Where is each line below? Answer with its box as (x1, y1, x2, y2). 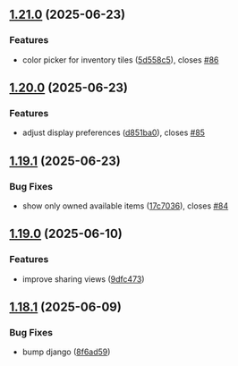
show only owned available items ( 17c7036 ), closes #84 (21, 200, 229, 211)
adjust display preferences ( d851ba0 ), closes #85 (21, 127, 206, 138)
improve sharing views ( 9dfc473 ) (21, 273, 145, 285)
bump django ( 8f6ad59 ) (21, 346, 111, 357)
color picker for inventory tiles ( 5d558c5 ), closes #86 (21, 54, 219, 65)
